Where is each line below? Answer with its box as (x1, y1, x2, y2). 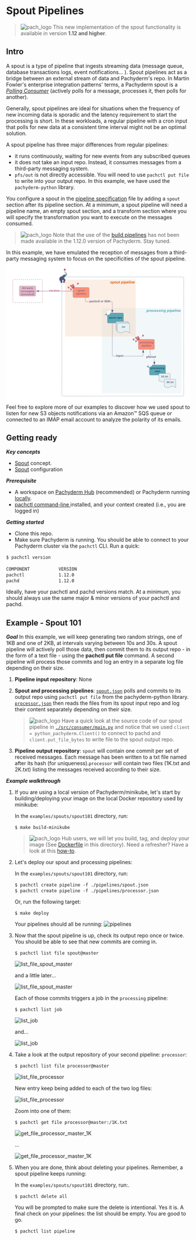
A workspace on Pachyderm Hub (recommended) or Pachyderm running (14, 488, 190, 496)
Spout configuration (14, 466, 63, 473)
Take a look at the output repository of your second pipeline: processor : (14, 1051, 187, 1058)
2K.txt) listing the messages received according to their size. (14, 766, 161, 773)
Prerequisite (6, 477, 37, 484)
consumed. (6, 220, 33, 227)
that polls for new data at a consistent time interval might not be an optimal (6, 123, 187, 130)
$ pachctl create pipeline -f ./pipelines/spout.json (14, 882, 149, 888)
